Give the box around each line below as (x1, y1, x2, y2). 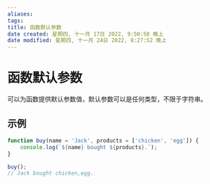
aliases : (7, 10, 33, 18)
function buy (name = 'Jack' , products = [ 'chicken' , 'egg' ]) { (7, 137, 199, 144)
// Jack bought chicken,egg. (7, 170, 94, 177)
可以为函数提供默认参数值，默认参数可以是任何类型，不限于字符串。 (7, 95, 207, 103)
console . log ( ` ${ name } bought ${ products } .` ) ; (20, 143, 158, 150)
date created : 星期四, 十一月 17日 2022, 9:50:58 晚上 (7, 30, 164, 38)
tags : (7, 17, 23, 24)
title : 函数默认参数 (7, 24, 62, 31)
